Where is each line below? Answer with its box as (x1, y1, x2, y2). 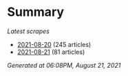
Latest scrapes (7, 27, 50, 35)
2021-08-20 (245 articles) (17, 40, 92, 48)
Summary (7, 4, 64, 20)
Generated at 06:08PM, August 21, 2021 (7, 61, 121, 69)
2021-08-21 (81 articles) (17, 48, 85, 56)
